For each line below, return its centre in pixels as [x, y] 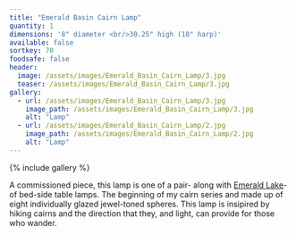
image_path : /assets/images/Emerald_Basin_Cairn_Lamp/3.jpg [140, 109]
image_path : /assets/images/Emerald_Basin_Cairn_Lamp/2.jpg [140, 134]
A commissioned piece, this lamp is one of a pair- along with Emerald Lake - [148, 185]
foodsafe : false [39, 59]
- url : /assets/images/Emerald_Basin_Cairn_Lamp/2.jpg [122, 126]
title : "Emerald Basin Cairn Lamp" [76, 17]
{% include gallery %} [50, 167]
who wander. [33, 222]
